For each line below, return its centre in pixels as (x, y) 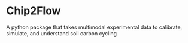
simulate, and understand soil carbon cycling (62, 33)
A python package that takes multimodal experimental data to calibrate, (94, 27)
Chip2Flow (34, 11)
